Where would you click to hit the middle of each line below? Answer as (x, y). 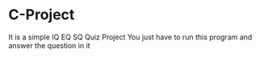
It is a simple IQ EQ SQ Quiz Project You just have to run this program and (130, 37)
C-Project (42, 15)
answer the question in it (49, 45)
